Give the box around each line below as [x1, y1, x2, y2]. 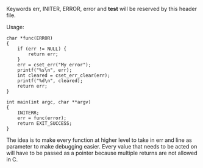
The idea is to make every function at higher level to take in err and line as [6, 136, 192, 144]
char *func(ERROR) [6, 35, 53, 41]
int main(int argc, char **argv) [6, 99, 91, 105]
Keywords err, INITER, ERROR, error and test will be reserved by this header [6, 5, 197, 12]
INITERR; [17, 110, 40, 116]
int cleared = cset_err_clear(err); [17, 72, 111, 79]
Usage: [6, 24, 24, 30]
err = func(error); [17, 115, 67, 121]
